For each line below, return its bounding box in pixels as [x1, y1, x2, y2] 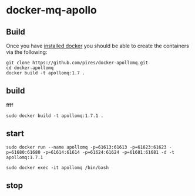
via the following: [6, 49, 48, 56]
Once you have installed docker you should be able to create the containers [6, 42, 189, 49]
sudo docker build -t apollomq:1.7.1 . [6, 112, 104, 119]
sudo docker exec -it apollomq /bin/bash [6, 164, 109, 170]
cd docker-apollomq [6, 65, 54, 71]
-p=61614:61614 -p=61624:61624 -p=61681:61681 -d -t [43, 149, 175, 155]
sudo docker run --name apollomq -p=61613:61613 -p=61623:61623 [6, 144, 167, 150]
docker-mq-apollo [6, 4, 97, 17]
